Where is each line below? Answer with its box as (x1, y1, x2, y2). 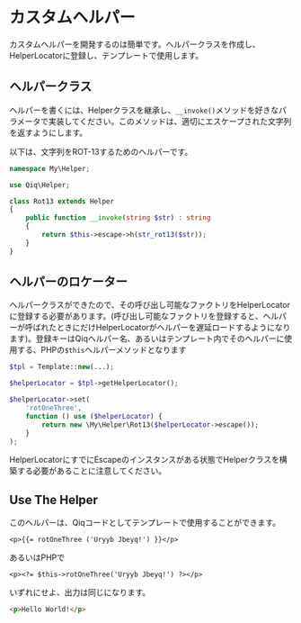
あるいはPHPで (9, 552, 66, 563)
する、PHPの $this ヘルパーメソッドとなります (16, 345, 187, 356)
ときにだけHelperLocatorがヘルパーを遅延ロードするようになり (56, 322, 291, 333)
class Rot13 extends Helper (9, 196, 115, 206)
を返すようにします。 (9, 127, 88, 138)
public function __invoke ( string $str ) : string (25, 213, 211, 222)
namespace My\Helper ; (9, 164, 91, 173)
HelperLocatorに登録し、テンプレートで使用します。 (9, 50, 204, 60)
